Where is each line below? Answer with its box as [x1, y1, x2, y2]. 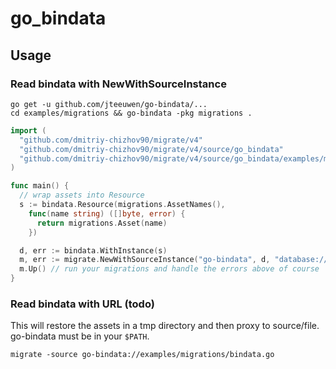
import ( [10, 125, 47, 136]
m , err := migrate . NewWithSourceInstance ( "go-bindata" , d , [19, 255, 271, 265]
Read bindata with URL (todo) [10, 297, 155, 311]
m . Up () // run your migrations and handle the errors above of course [19, 264, 320, 274]
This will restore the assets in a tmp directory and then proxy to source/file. [10, 320, 320, 332]
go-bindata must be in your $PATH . [10, 330, 150, 342]
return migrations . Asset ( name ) [36, 218, 168, 228]
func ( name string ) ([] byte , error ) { [28, 208, 186, 219]
